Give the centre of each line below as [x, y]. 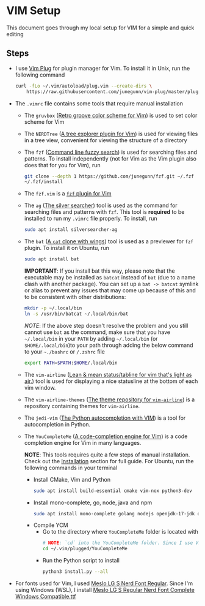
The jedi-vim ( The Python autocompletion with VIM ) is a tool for [105, 418]
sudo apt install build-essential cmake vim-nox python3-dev [113, 491]
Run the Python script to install [81, 561]
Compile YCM [51, 525]
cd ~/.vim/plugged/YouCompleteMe [85, 549]
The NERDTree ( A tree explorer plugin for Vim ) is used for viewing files [111, 134]
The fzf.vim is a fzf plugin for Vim [68, 194]
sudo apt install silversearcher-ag [71, 230]
